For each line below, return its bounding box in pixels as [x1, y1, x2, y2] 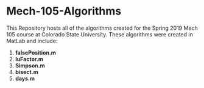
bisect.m [15, 68, 38, 75]
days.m [15, 75, 35, 82]
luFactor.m [15, 55, 44, 63]
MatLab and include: [6, 37, 58, 44]
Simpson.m [15, 62, 45, 69]
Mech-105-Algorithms [6, 4, 122, 18]
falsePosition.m [15, 49, 57, 56]
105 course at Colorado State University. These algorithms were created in [6, 30, 193, 38]
